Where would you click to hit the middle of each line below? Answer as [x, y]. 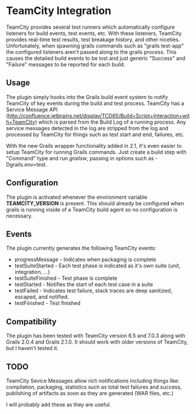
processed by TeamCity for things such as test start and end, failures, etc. [95, 134]
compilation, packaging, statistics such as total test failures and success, [94, 387]
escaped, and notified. [42, 297]
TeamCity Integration [59, 11]
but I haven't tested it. [32, 348]
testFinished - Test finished [47, 303]
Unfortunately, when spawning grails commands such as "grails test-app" [95, 46]
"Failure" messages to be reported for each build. [66, 64]
